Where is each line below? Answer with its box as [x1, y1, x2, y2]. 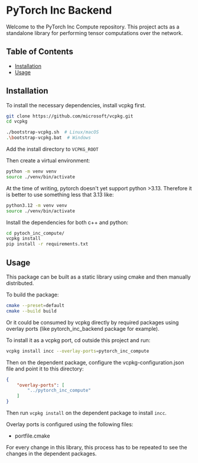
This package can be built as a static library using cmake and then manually [6, 273, 191, 280]
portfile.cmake [14, 432, 50, 439]
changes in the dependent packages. [6, 450, 97, 457]
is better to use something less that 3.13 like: [6, 191, 114, 198]
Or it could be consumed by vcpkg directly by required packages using [6, 318, 179, 326]
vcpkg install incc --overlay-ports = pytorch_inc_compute [6, 348, 150, 354]
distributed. [6, 280, 34, 286]
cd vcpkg [6, 119, 28, 124]
